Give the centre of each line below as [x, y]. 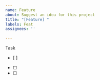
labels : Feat [19, 24]
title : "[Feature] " [27, 19]
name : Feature [21, 10]
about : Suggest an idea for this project [50, 15]
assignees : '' [21, 29]
